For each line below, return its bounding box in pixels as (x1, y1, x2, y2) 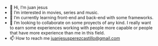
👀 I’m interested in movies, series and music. (9, 10, 99, 15)
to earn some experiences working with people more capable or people (9, 25, 153, 31)
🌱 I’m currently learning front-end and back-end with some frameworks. (9, 15, 154, 20)
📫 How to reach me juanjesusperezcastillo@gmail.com (9, 35, 120, 41)
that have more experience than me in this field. (9, 30, 105, 35)
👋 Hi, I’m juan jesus (9, 5, 48, 10)
